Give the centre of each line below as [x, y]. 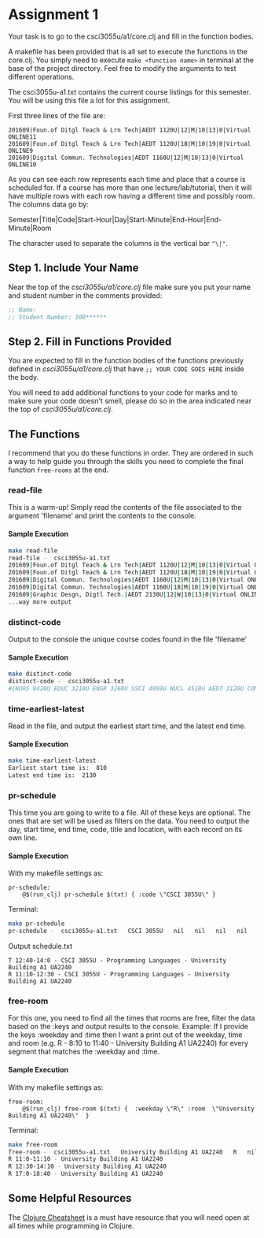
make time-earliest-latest [52, 761]
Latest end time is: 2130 [52, 775]
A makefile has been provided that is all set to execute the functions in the [128, 51]
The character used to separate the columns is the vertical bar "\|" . [118, 243]
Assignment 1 [53, 15]
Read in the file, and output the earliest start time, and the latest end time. [127, 726]
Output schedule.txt [40, 946]
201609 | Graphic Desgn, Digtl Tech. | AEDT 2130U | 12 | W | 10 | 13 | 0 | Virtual [123, 594]
